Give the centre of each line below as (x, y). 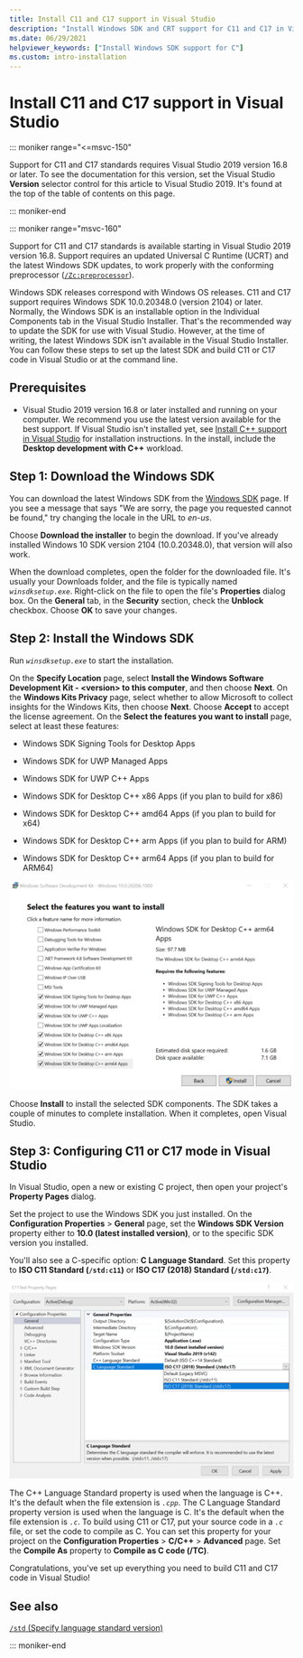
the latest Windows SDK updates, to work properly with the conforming (142, 266)
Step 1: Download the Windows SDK (112, 477)
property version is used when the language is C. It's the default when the (147, 1513)
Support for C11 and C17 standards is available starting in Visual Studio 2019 (150, 246)
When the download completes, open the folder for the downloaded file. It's (150, 571)
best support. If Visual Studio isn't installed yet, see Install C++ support (154, 428)
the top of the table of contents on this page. (92, 193)
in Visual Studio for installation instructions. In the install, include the (149, 438)
